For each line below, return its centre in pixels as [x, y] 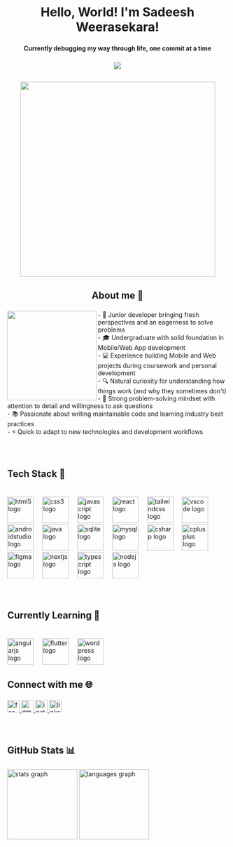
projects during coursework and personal [157, 365]
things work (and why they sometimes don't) [162, 391]
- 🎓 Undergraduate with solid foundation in [161, 337]
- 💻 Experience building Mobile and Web [157, 355]
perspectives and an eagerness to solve [155, 322]
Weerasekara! [118, 27]
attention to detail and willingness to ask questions [80, 406]
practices [21, 423]
